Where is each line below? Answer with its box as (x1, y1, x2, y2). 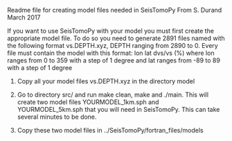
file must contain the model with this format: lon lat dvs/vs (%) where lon (7, 49, 215, 57)
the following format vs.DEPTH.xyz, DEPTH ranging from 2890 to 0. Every (7, 42, 218, 49)
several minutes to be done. (17, 113, 97, 121)
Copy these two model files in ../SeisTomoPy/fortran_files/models (17, 126, 204, 134)
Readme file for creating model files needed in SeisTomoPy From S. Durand (7, 6, 222, 14)
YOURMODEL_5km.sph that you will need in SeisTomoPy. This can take (17, 106, 220, 113)
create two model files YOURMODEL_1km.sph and (17, 98, 159, 106)
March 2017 (7, 13, 41, 22)
